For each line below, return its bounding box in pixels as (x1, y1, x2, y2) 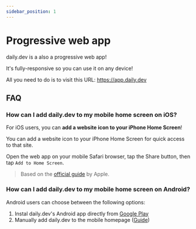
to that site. (6, 142, 33, 149)
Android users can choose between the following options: (6, 198, 145, 206)
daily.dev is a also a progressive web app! (6, 53, 107, 60)
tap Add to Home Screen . (6, 159, 64, 166)
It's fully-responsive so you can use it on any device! (6, 65, 133, 72)
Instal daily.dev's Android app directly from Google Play (14, 210, 149, 217)
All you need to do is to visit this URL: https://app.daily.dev (6, 76, 147, 83)
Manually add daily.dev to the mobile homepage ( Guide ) (14, 216, 150, 223)
